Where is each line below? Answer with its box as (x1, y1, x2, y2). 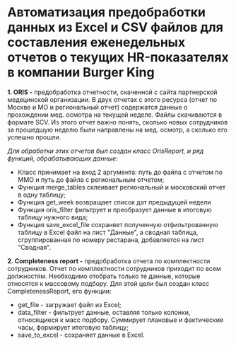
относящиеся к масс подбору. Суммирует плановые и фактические (17, 316, 224, 324)
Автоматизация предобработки (7, 4, 206, 21)
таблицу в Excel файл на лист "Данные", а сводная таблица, (17, 228, 199, 236)
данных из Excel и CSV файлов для (7, 19, 224, 35)
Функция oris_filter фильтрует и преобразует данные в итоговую (17, 205, 212, 214)
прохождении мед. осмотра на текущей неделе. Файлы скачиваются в (7, 110, 223, 119)
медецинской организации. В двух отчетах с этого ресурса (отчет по (7, 95, 218, 103)
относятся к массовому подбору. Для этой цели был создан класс (7, 279, 210, 287)
